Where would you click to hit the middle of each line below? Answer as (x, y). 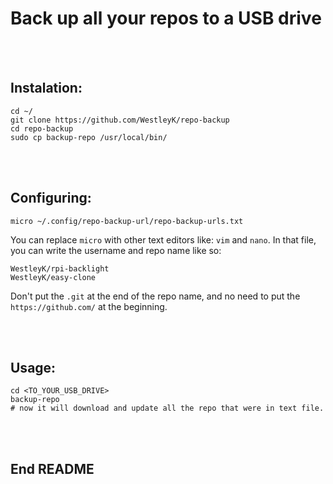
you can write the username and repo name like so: (116, 250)
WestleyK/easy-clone (53, 277)
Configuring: (51, 198)
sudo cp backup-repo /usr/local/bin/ (89, 137)
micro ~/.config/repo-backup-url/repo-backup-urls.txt (127, 221)
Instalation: (46, 88)
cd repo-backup (42, 128)
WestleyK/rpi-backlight (60, 268)
